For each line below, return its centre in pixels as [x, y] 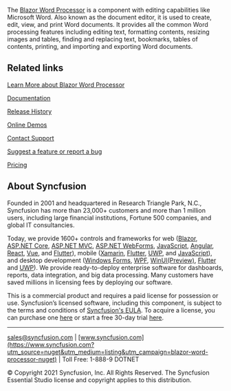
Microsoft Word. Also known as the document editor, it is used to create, [109, 17]
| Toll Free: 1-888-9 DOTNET [99, 359]
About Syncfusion [47, 186]
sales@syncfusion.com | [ [44, 337]
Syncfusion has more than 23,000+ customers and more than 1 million [107, 210]
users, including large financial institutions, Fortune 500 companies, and [109, 218]
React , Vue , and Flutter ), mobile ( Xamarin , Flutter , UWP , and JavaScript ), [110, 253]
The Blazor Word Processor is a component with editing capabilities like [109, 10]
